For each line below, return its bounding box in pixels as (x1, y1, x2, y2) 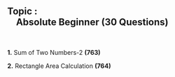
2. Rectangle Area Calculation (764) (7, 62, 111, 70)
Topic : (7, 6, 38, 17)
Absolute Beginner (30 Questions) (15, 17, 169, 28)
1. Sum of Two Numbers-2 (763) (7, 48, 101, 56)
